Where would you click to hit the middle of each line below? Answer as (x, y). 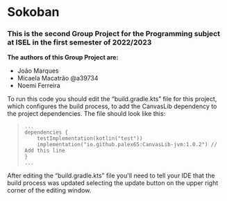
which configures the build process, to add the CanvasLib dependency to (112, 106)
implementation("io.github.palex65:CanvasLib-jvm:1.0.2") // (127, 145)
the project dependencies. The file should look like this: (86, 114)
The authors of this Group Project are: (63, 58)
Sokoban (33, 12)
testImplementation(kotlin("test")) (90, 139)
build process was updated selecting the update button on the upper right (113, 183)
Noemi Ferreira (39, 86)
